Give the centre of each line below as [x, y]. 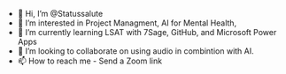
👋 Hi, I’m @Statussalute [60, 14]
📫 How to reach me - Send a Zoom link [89, 61]
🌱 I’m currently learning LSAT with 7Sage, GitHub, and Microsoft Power [147, 32]
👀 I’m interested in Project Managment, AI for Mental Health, [127, 23]
